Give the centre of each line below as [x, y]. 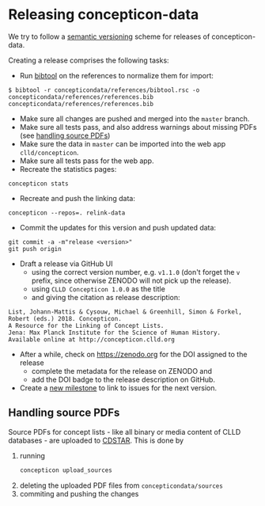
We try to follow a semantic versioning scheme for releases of [109, 36]
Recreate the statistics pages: [68, 169]
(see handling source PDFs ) [65, 135]
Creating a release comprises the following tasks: [89, 60]
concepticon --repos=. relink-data [67, 213]
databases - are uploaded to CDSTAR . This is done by [96, 440]
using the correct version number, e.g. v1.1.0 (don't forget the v [136, 272]
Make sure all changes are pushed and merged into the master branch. [134, 118]
